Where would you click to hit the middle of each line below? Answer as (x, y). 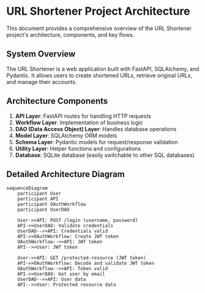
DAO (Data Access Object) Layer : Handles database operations (96, 129)
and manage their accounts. (42, 82)
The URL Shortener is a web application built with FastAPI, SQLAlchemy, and (103, 69)
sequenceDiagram (27, 188)
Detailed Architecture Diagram (66, 174)
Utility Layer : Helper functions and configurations (78, 148)
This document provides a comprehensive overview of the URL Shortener (99, 28)
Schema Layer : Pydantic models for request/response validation (97, 142)
